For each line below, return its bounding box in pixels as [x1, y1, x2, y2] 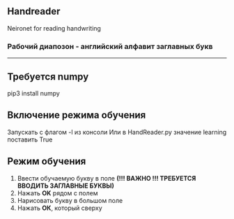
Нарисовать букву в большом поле [17, 196, 123, 204]
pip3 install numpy [7, 89, 61, 97]
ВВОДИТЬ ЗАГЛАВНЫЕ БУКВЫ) [17, 181, 115, 190]
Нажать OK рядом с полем [17, 188, 98, 197]
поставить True [7, 135, 53, 144]
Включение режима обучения [7, 109, 146, 121]
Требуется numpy [7, 70, 89, 82]
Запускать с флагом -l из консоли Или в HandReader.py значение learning [7, 128, 227, 136]
